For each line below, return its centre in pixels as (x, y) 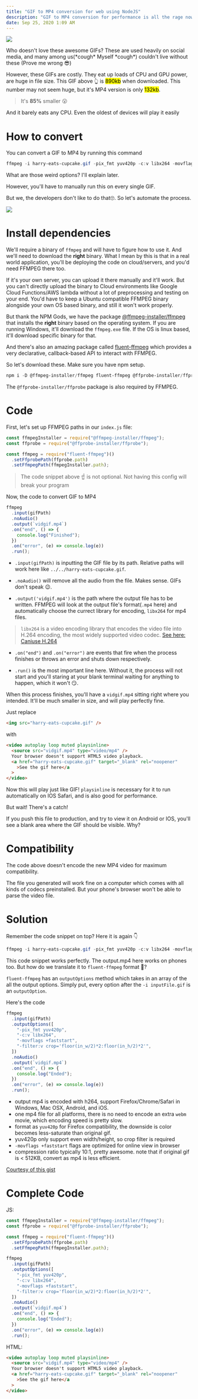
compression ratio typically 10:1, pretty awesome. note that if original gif (102, 1152)
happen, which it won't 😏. (46, 683)
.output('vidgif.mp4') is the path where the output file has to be (94, 599)
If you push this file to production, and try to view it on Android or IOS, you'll (98, 819)
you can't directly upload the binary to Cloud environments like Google (92, 286)
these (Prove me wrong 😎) (39, 63)
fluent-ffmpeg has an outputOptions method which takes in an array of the (97, 978)
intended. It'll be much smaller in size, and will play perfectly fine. (85, 701)
